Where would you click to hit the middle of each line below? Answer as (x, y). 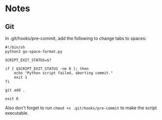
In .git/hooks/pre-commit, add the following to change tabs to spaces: (76, 38)
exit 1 (21, 77)
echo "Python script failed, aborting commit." (63, 73)
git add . (15, 90)
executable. (17, 113)
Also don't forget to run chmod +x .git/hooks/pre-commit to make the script (81, 108)
